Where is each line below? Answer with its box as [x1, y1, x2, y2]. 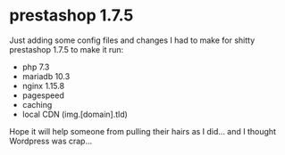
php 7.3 [21, 61, 50, 72]
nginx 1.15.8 [21, 80, 65, 91]
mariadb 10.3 [21, 70, 71, 81]
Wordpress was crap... [9, 135, 93, 146]
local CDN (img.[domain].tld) [21, 109, 128, 119]
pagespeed [21, 90, 64, 101]
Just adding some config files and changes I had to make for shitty [9, 35, 256, 45]
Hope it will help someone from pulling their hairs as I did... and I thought [9, 126, 277, 136]
